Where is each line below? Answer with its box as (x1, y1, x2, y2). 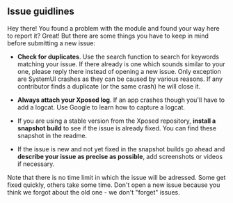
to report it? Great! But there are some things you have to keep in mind (7, 31, 209, 40)
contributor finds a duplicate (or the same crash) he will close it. (17, 82, 201, 90)
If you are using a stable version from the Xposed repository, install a (17, 116, 216, 125)
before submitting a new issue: (7, 38, 96, 47)
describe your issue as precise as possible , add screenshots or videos (17, 152, 223, 160)
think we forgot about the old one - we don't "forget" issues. (7, 188, 180, 196)
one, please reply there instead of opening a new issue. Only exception (17, 67, 221, 75)
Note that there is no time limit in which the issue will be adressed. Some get (7, 173, 226, 181)
